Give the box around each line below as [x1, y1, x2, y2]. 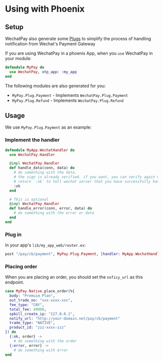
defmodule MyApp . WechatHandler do [5, 148, 75, 152]
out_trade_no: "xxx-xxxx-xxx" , [9, 298, 73, 303]
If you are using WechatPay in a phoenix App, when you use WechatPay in [5, 50, 153, 56]
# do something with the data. [14, 170, 77, 175]
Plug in [5, 231, 22, 238]
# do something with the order [14, 339, 77, 343]
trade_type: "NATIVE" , [9, 321, 55, 325]
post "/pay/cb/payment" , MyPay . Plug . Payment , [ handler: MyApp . [5, 252, 136, 257]
